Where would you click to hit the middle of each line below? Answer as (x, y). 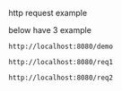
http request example (48, 13)
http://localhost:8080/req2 (61, 78)
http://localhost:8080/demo (61, 46)
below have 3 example (50, 30)
